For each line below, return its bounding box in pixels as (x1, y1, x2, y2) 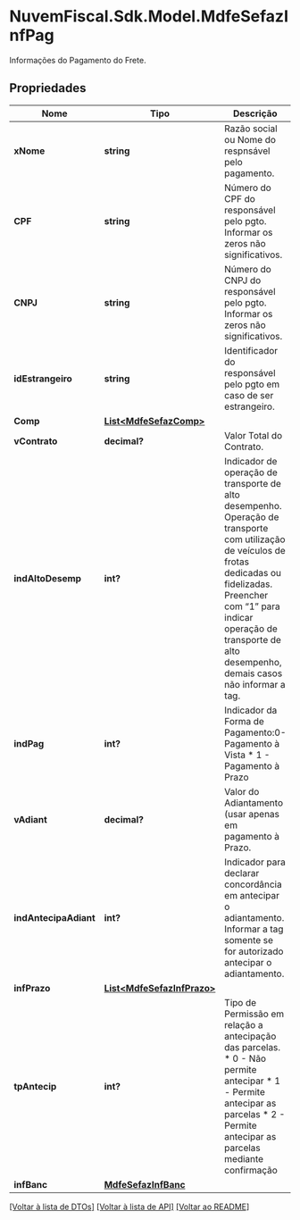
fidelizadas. (224, 578, 273, 590)
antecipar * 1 (224, 1074, 281, 1087)
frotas (224, 556, 250, 568)
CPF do (224, 192, 256, 205)
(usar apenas (224, 807, 279, 820)
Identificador (224, 344, 279, 356)
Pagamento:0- (224, 726, 287, 739)
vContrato (13, 435, 58, 447)
